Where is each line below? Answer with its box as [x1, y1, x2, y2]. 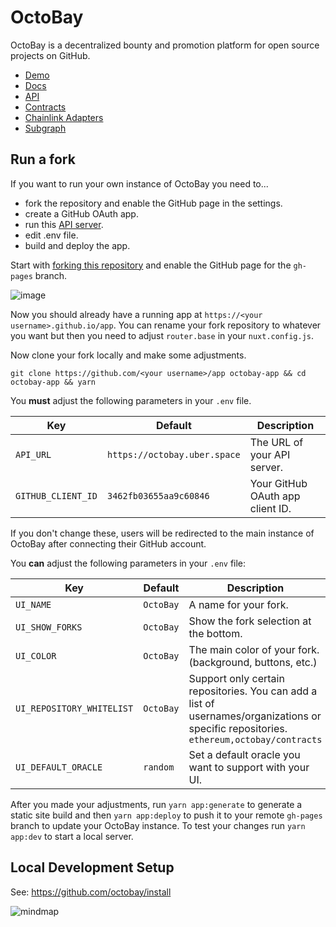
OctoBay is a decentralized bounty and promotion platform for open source [10, 39, 320, 51]
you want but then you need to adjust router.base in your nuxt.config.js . [10, 329, 315, 341]
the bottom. [188, 626, 243, 640]
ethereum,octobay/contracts [188, 734, 323, 745]
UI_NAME [15, 599, 52, 610]
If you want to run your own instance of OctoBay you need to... [10, 177, 269, 190]
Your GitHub [249, 476, 308, 490]
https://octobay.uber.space [106, 449, 241, 460]
